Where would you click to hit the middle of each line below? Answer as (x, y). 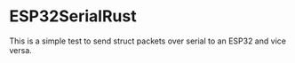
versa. (21, 50)
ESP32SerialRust (73, 16)
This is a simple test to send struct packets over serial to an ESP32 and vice (148, 41)
